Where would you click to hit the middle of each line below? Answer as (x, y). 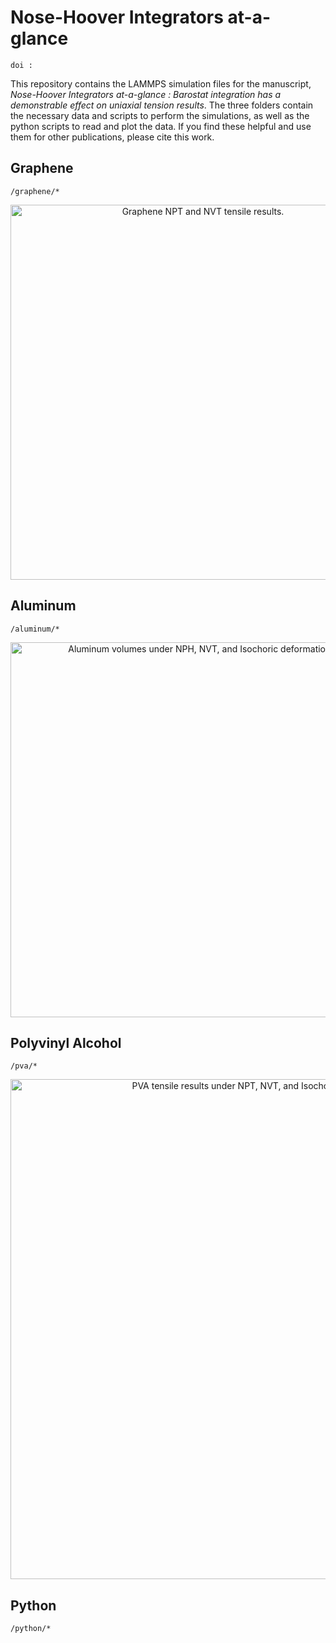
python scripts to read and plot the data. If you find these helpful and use (161, 126)
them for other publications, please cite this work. (112, 137)
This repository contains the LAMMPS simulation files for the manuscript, (161, 83)
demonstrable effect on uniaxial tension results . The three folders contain (162, 105)
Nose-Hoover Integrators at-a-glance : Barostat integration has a (146, 94)
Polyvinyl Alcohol (66, 1042)
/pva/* (24, 1066)
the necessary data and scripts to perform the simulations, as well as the (160, 115)
